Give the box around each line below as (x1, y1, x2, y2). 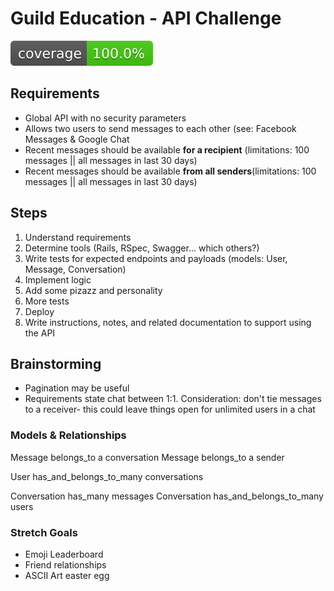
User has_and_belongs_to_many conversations (10, 470, 204, 482)
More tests (24, 295, 70, 307)
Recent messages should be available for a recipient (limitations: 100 (24, 143, 310, 156)
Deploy (24, 305, 55, 317)
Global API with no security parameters (24, 112, 187, 124)
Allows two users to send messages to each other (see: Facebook (24, 122, 297, 134)
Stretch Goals (10, 525, 78, 539)
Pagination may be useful (24, 382, 130, 394)
